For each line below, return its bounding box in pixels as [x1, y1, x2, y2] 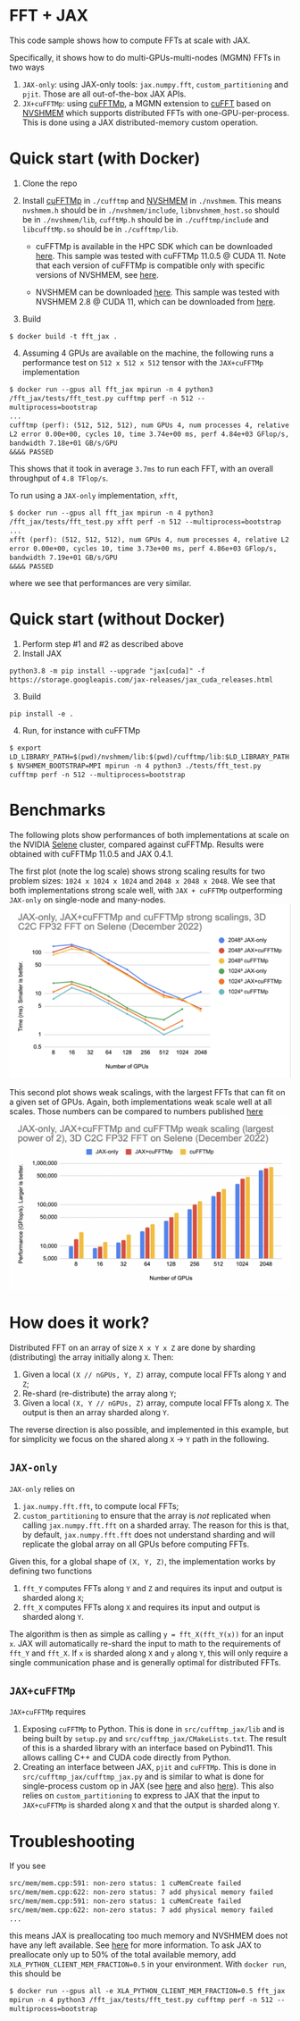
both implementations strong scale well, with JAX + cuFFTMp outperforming [9, 885, 283, 895]
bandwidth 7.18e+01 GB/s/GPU [9, 439, 118, 448]
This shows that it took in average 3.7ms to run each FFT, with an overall [9, 463, 274, 474]
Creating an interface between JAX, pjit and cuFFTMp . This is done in [21, 1762, 277, 1773]
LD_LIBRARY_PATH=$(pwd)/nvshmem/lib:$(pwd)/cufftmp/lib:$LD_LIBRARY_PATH [9, 752, 290, 761]
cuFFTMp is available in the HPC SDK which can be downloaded [35, 240, 273, 251]
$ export [9, 743, 42, 752]
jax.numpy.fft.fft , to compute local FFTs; [21, 1500, 179, 1511]
